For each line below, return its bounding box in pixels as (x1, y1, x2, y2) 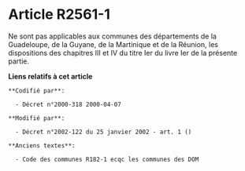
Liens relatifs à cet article (8, 71, 93, 81)
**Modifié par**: (8, 114, 65, 122)
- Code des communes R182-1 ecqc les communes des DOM (15, 155, 199, 163)
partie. (8, 56, 30, 66)
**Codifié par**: (8, 86, 65, 95)
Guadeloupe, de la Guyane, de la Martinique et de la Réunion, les (8, 39, 219, 49)
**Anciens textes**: (8, 141, 76, 150)
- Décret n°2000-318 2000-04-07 (15, 100, 122, 108)
